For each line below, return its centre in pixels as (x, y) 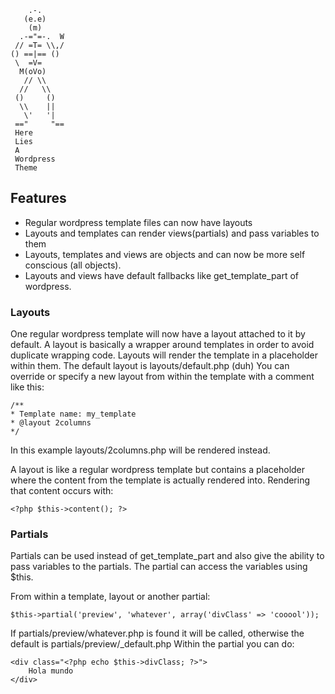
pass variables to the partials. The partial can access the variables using (159, 567)
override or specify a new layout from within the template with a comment (162, 377)
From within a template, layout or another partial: (110, 597)
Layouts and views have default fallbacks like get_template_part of (162, 275)
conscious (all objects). (73, 265)
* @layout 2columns (51, 423)
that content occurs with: (62, 491)
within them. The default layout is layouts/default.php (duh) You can (150, 366)
